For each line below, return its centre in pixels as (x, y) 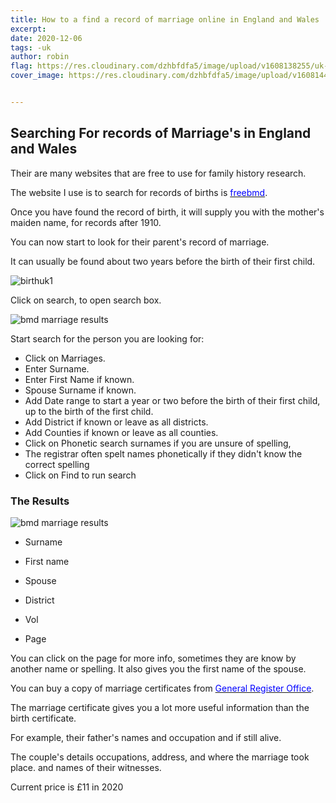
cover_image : (37, 76)
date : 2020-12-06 (46, 38)
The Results (40, 501)
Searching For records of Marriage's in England (161, 133)
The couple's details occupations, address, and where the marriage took (160, 757)
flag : (21, 66)
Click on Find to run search (80, 475)
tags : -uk (31, 47)
